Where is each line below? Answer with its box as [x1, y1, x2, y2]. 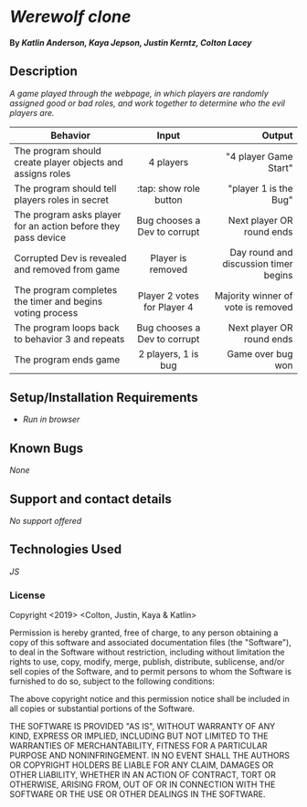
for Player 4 [143, 300, 194, 313]
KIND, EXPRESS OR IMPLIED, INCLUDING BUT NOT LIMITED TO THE [9, 730, 269, 741]
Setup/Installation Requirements [9, 390, 198, 405]
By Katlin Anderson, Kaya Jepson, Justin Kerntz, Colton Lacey [9, 37, 252, 47]
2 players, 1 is [138, 347, 199, 360]
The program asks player [14, 208, 122, 221]
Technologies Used [9, 541, 122, 558]
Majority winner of [214, 289, 293, 302]
